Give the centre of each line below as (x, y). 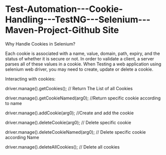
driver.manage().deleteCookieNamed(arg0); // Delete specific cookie (76, 132)
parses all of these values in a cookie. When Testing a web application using (83, 64)
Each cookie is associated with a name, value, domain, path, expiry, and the (83, 53)
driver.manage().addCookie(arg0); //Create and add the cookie (70, 113)
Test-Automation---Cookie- (64, 9)
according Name (22, 137)
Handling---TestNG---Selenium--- (78, 20)
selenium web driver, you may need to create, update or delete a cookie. (79, 69)
